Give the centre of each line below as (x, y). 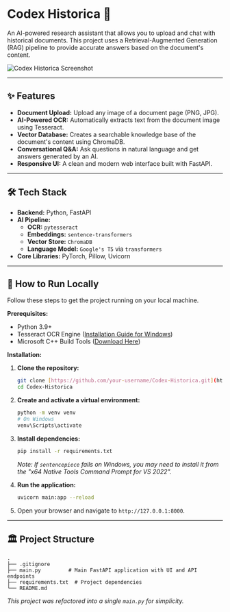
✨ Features (31, 96)
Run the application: (47, 485)
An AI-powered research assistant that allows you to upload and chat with (111, 33)
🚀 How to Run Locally (53, 284)
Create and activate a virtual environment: (78, 400)
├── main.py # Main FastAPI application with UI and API (102, 571)
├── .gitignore (29, 565)
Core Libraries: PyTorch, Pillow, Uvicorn (74, 256)
